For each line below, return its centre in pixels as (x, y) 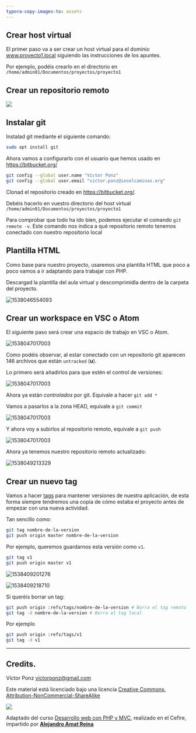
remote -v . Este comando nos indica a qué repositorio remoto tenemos (91, 226)
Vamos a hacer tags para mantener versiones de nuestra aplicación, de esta (98, 495)
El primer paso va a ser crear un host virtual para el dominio (78, 49)
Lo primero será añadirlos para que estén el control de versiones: (85, 373)
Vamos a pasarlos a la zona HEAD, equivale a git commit (74, 407)
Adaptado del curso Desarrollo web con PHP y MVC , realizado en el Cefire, (96, 718)
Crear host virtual (39, 35)
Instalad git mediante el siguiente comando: (58, 137)
